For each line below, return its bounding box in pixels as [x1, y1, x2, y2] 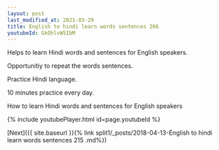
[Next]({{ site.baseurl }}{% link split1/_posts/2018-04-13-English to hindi [7, 129, 213, 137]
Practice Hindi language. [7, 75, 77, 84]
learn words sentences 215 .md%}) [7, 136, 107, 144]
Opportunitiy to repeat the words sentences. [7, 62, 133, 70]
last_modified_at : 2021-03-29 [7, 17, 95, 24]
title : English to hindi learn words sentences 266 [7, 23, 159, 30]
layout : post [7, 10, 45, 17]
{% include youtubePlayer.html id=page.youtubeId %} [7, 115, 161, 124]
